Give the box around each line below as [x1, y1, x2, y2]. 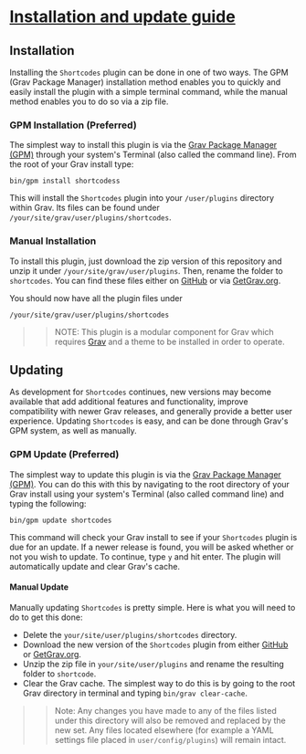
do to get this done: [9, 612, 83, 623]
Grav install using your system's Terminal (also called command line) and [9, 488, 285, 499]
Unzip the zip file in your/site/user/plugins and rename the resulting [22, 658, 285, 669]
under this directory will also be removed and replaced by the [54, 715, 286, 726]
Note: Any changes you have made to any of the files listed [54, 705, 277, 716]
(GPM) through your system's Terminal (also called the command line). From [9, 149, 297, 161]
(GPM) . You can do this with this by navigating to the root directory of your [9, 478, 290, 489]
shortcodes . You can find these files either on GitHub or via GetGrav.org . [9, 275, 281, 286]
